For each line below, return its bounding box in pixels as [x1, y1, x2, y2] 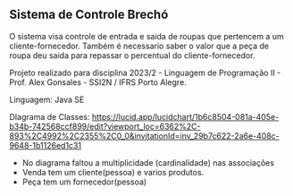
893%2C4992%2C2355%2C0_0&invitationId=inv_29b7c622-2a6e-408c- [9, 130, 280, 141]
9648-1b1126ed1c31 [9, 140, 82, 150]
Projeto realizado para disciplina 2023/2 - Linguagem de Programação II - [9, 67, 281, 78]
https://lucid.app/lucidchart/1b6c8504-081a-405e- [91, 111, 280, 122]
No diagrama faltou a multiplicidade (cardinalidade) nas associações [21, 157, 275, 168]
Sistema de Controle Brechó [9, 7, 169, 22]
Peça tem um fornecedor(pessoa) [21, 176, 147, 187]
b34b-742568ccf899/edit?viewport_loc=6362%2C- [9, 121, 201, 132]
